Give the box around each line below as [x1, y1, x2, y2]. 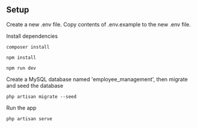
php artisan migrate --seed [6, 93, 77, 100]
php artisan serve [6, 115, 52, 122]
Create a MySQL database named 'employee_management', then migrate [6, 75, 188, 83]
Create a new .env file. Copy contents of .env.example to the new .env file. [6, 20, 191, 28]
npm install [6, 54, 36, 61]
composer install [6, 44, 50, 50]
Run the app [6, 104, 37, 111]
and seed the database [6, 82, 63, 89]
